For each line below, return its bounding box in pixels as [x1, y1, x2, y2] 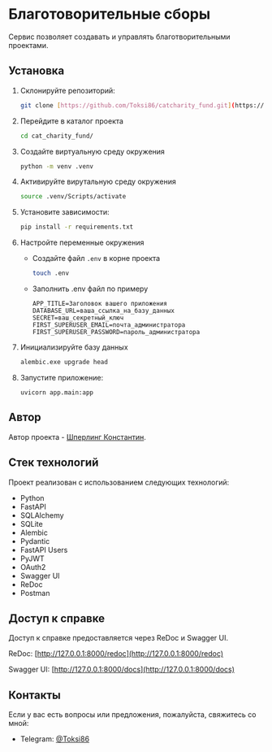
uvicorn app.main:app [19, 388, 93, 397]
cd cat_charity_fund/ [19, 132, 93, 140]
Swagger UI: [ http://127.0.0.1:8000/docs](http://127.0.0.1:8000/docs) [8, 664, 235, 675]
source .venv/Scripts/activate [19, 193, 127, 201]
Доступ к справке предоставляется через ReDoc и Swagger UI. [8, 633, 229, 643]
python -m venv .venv [19, 162, 93, 171]
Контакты [8, 688, 61, 702]
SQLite [19, 519, 43, 528]
